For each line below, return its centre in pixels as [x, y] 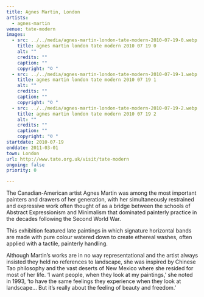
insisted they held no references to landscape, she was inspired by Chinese [101, 262]
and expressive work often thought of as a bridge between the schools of [98, 206]
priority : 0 [21, 170]
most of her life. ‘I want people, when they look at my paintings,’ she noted [100, 275]
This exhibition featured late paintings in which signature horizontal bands [99, 231]
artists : [17, 18]
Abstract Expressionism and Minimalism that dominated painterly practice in [102, 212]
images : [16, 35]
